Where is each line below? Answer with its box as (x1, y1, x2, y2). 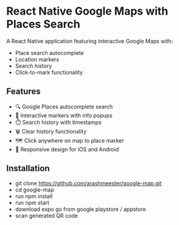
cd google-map (15, 186, 54, 193)
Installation (6, 163, 50, 174)
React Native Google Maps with (6, 4, 169, 18)
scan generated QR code (15, 212, 78, 219)
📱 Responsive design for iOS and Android (15, 145, 119, 153)
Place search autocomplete (15, 49, 84, 56)
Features (6, 87, 41, 97)
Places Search (6, 17, 80, 31)
